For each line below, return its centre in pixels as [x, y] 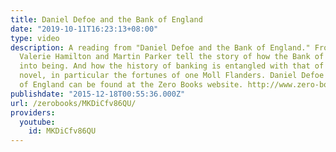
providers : [33, 112]
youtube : [37, 122]
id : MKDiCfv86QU [62, 131]
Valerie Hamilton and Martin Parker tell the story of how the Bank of [172, 57]
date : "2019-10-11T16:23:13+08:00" [84, 29]
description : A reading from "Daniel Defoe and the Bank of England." [160, 47]
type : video [35, 38]
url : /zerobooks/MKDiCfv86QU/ [73, 103]
